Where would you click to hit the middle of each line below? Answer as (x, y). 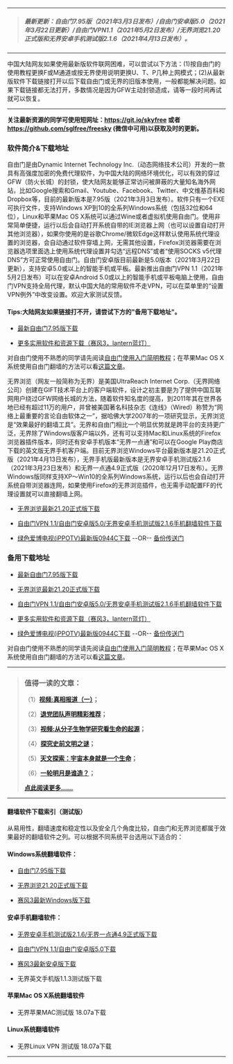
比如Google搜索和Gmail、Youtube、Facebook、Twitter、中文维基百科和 (122, 191)
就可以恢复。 (25, 98)
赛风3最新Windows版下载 (54, 900)
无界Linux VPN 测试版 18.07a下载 (64, 1046)
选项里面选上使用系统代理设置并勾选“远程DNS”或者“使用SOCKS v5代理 (120, 251)
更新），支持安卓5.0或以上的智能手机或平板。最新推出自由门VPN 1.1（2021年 (115, 268)
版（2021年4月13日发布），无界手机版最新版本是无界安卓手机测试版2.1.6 (109, 459)
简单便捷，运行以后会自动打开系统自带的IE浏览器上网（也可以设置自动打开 (119, 225)
